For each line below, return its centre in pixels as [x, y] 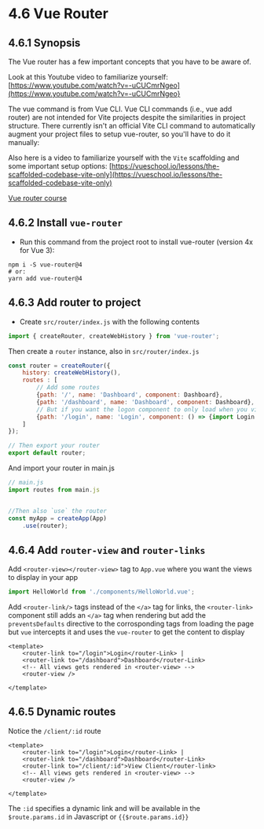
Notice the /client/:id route [55, 730]
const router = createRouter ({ [59, 366]
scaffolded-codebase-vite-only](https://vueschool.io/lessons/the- [115, 175]
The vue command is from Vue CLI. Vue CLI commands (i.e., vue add [120, 109]
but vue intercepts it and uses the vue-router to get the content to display [126, 632]
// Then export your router [54, 446]
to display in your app [43, 578]
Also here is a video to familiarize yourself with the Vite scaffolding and [124, 158]
